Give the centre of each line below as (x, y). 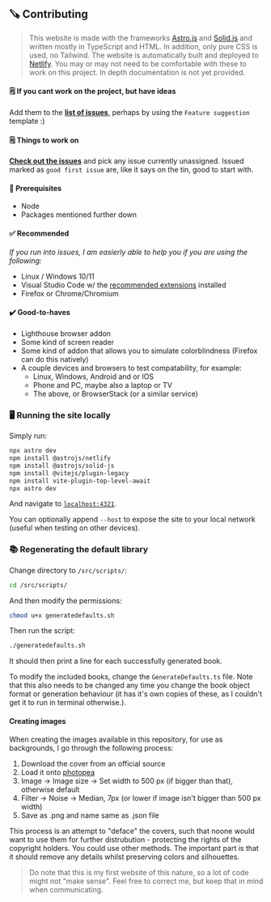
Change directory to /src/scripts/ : (68, 570)
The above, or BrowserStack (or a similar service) (116, 394)
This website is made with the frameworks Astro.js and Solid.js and (141, 38)
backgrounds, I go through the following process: (91, 747)
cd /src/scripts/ (38, 585)
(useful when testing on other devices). (75, 528)
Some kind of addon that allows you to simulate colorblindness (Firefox (139, 351)
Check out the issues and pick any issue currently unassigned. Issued (127, 161)
